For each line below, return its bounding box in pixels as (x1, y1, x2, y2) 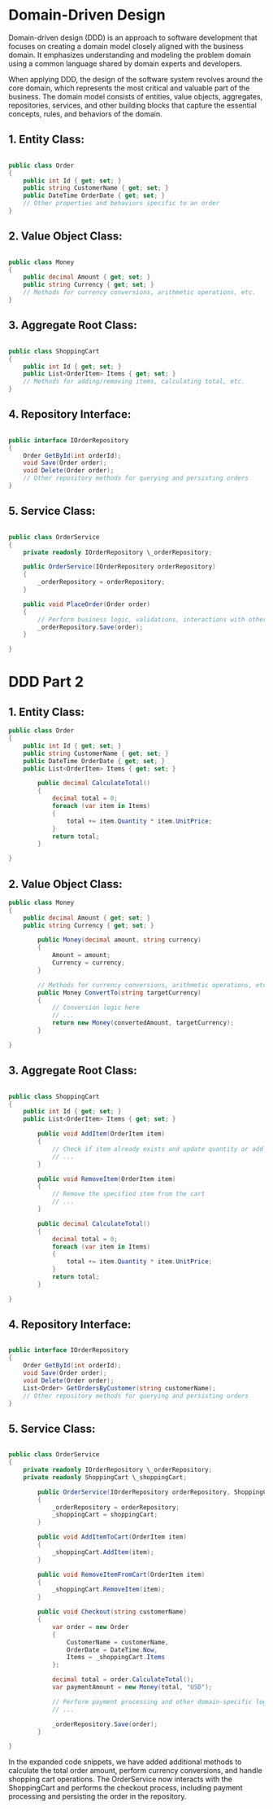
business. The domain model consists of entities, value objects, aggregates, (8, 91, 263, 101)
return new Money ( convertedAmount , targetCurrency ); (51, 1019, 234, 1027)
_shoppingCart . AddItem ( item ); (51, 1548, 154, 1557)
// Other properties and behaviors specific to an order (23, 200, 220, 208)
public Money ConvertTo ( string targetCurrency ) (37, 988, 201, 997)
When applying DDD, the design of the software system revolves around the (8, 74, 263, 84)
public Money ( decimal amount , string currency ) (37, 936, 201, 944)
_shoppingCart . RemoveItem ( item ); (51, 1586, 165, 1594)
